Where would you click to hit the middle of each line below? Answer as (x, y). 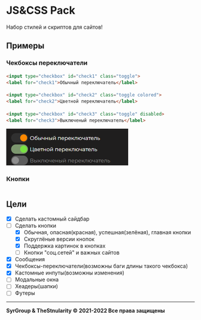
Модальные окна (36, 280)
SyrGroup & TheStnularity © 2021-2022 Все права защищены (86, 311)
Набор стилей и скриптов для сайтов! (54, 27)
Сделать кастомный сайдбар (52, 219)
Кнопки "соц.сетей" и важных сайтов (71, 253)
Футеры (25, 293)
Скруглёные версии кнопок (59, 239)
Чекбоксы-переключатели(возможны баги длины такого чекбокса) (101, 266)
